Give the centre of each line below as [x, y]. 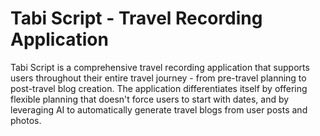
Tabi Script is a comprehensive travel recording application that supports [160, 67]
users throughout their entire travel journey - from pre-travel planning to [158, 78]
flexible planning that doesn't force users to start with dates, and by [150, 99]
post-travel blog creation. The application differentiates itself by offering [159, 88]
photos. [26, 120]
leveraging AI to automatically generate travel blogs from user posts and [159, 109]
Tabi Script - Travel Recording [136, 18]
